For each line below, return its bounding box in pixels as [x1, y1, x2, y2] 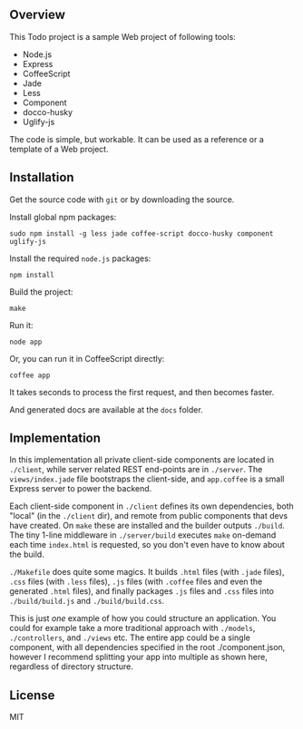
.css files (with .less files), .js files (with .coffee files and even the [9, 576, 263, 588]
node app [9, 337, 43, 346]
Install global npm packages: [9, 211, 117, 222]
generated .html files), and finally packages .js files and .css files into [9, 586, 275, 597]
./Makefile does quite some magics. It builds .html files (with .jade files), [9, 567, 285, 578]
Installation [9, 170, 74, 185]
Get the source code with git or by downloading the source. [9, 194, 235, 205]
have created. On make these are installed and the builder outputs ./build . [9, 520, 286, 531]
